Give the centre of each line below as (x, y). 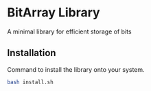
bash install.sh (30, 82)
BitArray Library (54, 13)
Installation (32, 53)
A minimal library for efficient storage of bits (69, 31)
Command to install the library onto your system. (76, 69)
